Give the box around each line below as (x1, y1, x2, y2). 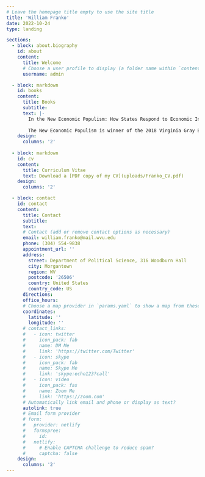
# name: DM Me (22, 342, 70, 348)
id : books (17, 88, 43, 94)
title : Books (22, 99, 56, 106)
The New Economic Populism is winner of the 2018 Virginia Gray (28, 127, 195, 134)
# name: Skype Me (22, 365, 78, 371)
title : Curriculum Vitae (22, 167, 86, 173)
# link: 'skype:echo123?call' (22, 371, 111, 377)
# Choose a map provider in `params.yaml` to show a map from (22, 303, 184, 309)
